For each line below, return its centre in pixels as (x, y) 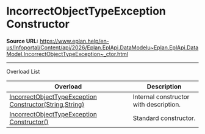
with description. (157, 104)
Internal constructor (161, 97)
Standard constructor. (164, 118)
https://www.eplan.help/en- (74, 41)
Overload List (23, 71)
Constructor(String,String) (47, 104)
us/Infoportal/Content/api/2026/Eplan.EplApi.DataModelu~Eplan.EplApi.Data (103, 48)
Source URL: (22, 41)
